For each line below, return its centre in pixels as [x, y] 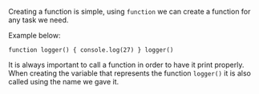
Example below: [35, 35]
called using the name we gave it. [64, 82]
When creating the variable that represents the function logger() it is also [129, 73]
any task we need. [38, 20]
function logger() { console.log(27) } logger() [91, 50]
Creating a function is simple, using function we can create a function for [129, 12]
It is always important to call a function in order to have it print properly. [126, 65]
